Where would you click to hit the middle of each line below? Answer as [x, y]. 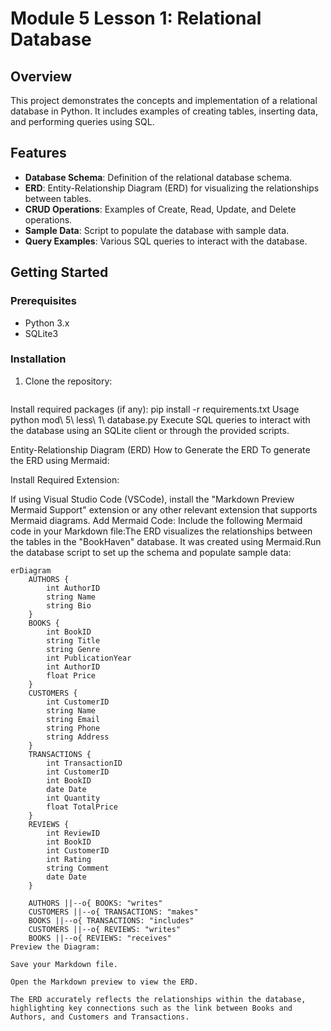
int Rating [69, 859]
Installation [38, 359]
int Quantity [73, 798]
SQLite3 [41, 333]
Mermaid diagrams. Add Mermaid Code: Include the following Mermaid [156, 520]
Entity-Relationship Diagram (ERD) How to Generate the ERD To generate [160, 449]
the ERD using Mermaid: [60, 460]
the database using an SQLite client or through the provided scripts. [150, 430]
